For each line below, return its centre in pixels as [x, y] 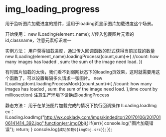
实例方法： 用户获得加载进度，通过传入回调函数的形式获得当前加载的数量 [80, 51]
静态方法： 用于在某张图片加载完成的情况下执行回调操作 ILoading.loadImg [81, 105]
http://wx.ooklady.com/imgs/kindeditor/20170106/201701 [102, 117]
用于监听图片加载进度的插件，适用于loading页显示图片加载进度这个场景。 [81, 23]
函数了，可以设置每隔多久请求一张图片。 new [56, 78]
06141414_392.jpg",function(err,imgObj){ [47, 123]
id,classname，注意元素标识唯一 [38, 40]
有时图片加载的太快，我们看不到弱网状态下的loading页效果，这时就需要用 [81, 72]
